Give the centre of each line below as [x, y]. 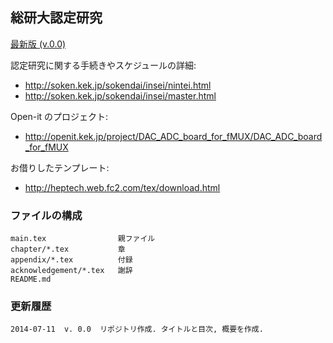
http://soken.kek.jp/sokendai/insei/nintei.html [118, 85]
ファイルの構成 [46, 215]
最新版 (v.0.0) [38, 44]
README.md [31, 279]
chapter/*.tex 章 [68, 249]
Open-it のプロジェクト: [59, 116]
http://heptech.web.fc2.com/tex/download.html [122, 187]
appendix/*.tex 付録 [71, 260]
